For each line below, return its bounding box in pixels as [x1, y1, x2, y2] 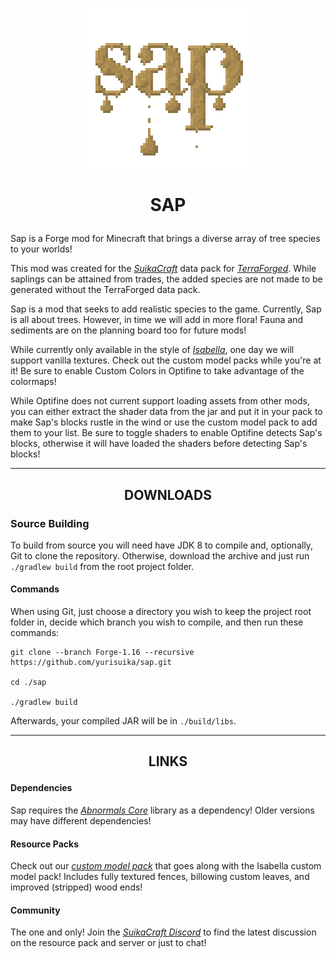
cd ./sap [10, 678, 47, 688]
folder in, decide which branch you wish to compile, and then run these [10, 616, 304, 628]
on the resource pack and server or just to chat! [10, 937, 207, 949]
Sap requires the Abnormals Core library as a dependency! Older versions [10, 804, 315, 817]
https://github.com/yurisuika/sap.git [10, 658, 172, 668]
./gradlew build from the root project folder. [10, 560, 195, 572]
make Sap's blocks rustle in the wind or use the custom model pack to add [10, 416, 318, 428]
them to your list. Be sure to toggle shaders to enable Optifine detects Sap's [10, 427, 323, 439]
